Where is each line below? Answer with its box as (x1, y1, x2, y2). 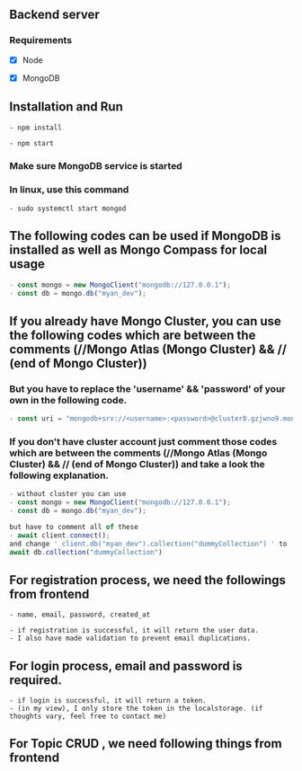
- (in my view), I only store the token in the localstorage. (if (9, 705, 263, 713)
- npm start (9, 138, 54, 147)
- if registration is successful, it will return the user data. (9, 626, 259, 635)
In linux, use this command (9, 183, 129, 196)
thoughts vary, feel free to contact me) (9, 712, 167, 722)
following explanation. (9, 469, 110, 482)
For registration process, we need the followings (9, 572, 286, 588)
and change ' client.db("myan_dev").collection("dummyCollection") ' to (9, 539, 288, 548)
